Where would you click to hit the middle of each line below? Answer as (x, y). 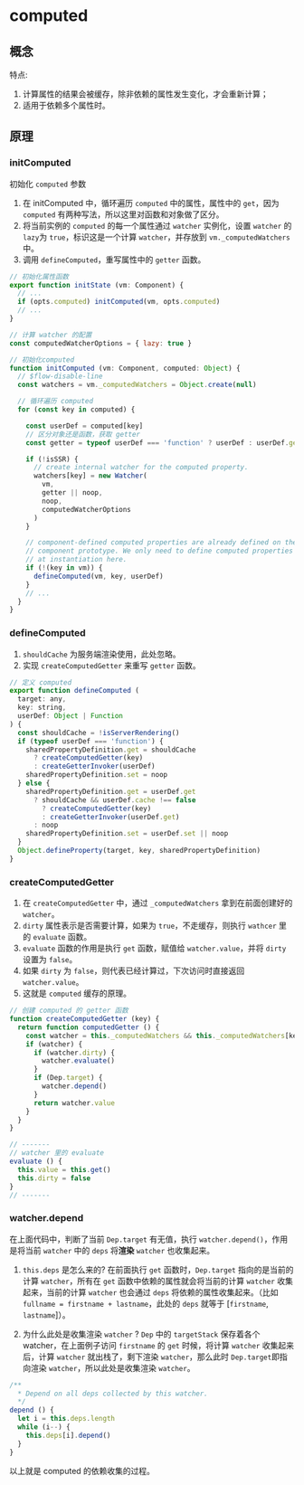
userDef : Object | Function (71, 716)
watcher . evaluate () (79, 1061)
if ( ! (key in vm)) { (64, 568)
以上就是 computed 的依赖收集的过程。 (82, 1471)
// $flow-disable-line (60, 376)
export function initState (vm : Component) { (96, 285)
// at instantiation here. (76, 560)
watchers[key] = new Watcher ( (90, 476)
